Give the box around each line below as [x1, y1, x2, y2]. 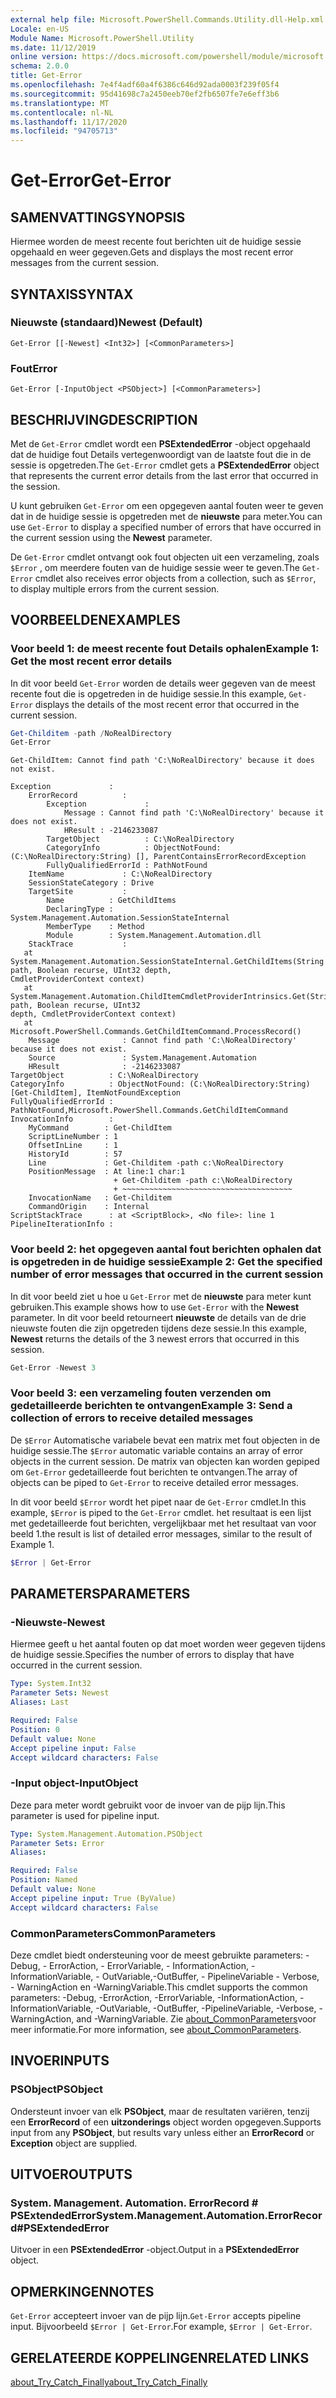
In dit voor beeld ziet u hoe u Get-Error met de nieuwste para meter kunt [10, 1290, 312, 1302]
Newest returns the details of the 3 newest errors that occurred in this [10, 1332, 300, 1345]
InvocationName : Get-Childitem [28, 1193, 172, 1203]
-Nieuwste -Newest [10, 1616, 106, 1630]
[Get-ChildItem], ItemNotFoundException [10, 1088, 182, 1098]
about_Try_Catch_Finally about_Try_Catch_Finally [10, 2376, 208, 2388]
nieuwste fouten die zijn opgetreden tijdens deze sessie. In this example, [10, 1322, 308, 1334]
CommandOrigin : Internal [28, 1202, 150, 1212]
